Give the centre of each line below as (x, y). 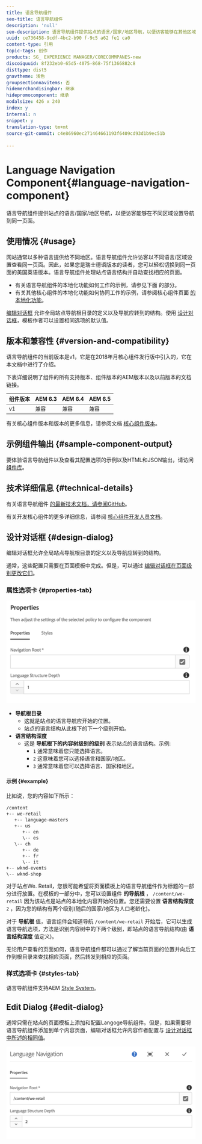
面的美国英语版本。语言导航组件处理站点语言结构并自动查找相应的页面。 (96, 272)
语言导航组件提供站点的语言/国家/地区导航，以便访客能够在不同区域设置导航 (100, 213)
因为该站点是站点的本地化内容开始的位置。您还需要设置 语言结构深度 (109, 901)
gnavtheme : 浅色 (26, 76)
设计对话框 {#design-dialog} (60, 537)
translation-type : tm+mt (37, 127)
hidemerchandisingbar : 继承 (41, 89)
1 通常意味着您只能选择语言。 (69, 751)
